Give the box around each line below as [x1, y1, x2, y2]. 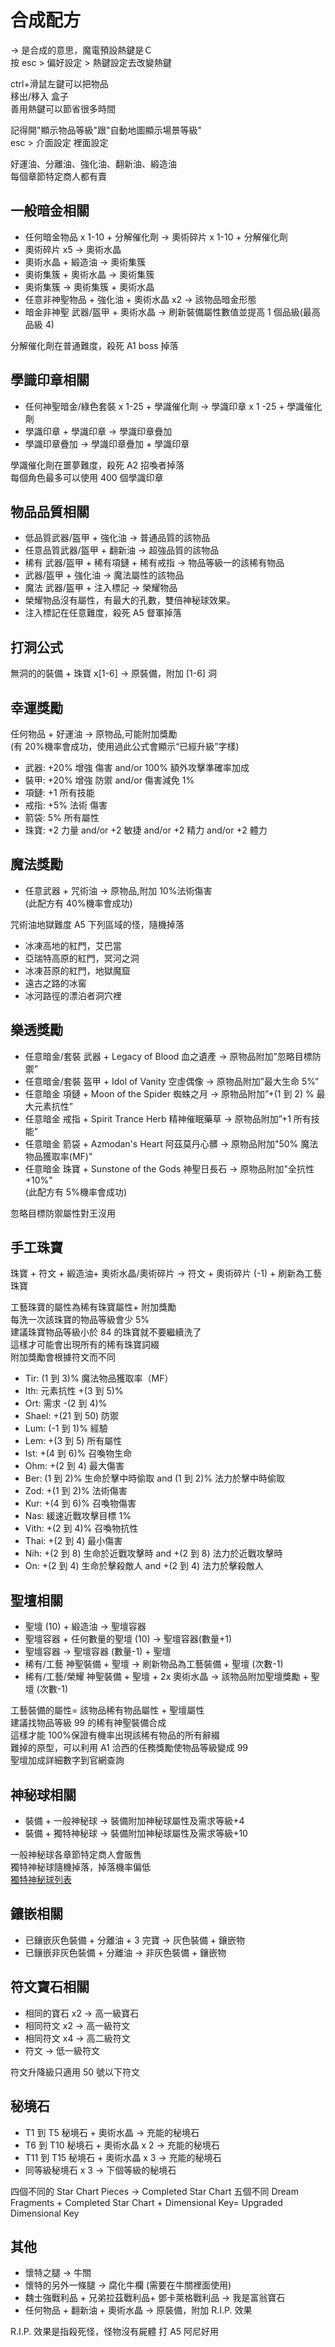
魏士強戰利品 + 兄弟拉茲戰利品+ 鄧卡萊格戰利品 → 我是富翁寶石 [24, 2292, 286, 2304]
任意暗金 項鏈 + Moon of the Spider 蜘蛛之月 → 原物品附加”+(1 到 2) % [24, 1087, 315, 1100]
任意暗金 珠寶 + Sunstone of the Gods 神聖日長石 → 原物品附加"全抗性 [24, 1162, 315, 1175]
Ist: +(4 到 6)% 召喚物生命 [24, 1447, 133, 1460]
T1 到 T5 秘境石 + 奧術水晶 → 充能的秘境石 [24, 2126, 200, 2138]
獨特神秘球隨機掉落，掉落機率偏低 [10, 1861, 151, 1873]
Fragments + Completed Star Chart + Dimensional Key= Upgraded [10, 2196, 283, 2208]
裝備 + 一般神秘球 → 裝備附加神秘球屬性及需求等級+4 [24, 1815, 245, 1827]
